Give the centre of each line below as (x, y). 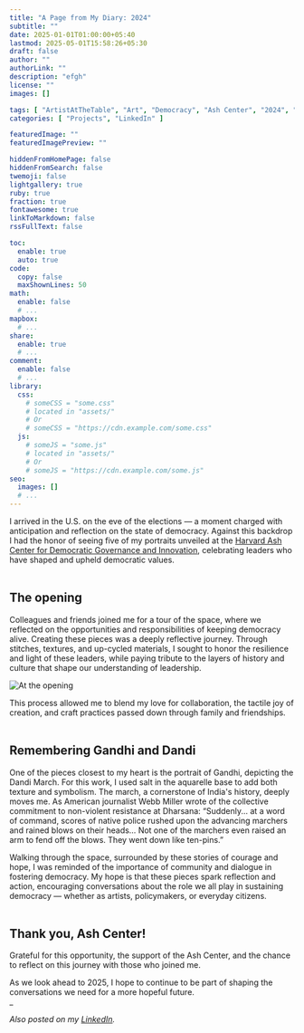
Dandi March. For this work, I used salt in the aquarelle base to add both (143, 782)
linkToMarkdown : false (52, 218)
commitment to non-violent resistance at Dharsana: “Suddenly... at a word (147, 810)
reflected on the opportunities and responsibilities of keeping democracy (145, 629)
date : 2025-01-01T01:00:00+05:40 (72, 34)
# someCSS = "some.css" (71, 403)
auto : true (38, 260)
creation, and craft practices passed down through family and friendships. (148, 713)
